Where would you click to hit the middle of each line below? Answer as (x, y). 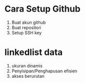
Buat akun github (29, 22)
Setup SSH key (26, 33)
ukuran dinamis (27, 66)
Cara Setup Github (42, 9)
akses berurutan (28, 76)
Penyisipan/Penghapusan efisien (44, 71)
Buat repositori (26, 27)
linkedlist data (34, 52)
